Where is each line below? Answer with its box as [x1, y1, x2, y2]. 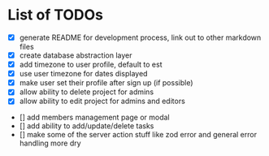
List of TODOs [7, 6, 103, 24]
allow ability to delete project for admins [19, 87, 154, 97]
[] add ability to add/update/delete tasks [19, 121, 154, 131]
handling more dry [19, 138, 82, 148]
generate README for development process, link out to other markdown [19, 32, 262, 42]
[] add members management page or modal [19, 112, 170, 123]
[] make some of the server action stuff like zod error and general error [19, 130, 258, 140]
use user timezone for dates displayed [19, 69, 148, 79]
